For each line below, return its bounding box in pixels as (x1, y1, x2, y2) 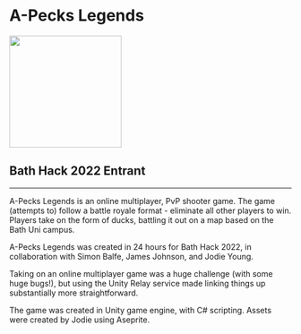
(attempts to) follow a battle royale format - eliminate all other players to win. (9, 205, 292, 216)
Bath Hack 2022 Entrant (9, 163, 146, 179)
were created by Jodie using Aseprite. (9, 314, 150, 325)
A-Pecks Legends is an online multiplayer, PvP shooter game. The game (9, 195, 276, 206)
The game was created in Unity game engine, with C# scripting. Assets (9, 304, 271, 315)
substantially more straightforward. (9, 287, 139, 298)
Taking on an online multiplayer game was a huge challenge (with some (9, 268, 273, 278)
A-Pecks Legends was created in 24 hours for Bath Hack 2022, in (9, 241, 253, 252)
